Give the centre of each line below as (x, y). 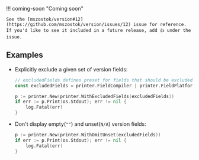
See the (16, 19)
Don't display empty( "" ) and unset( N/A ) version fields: (80, 124)
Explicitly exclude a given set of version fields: (71, 69)
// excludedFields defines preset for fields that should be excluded (104, 80)
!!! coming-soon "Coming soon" (45, 9)
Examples (25, 55)
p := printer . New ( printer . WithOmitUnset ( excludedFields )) (88, 135)
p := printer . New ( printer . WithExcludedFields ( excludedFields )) (94, 96)
